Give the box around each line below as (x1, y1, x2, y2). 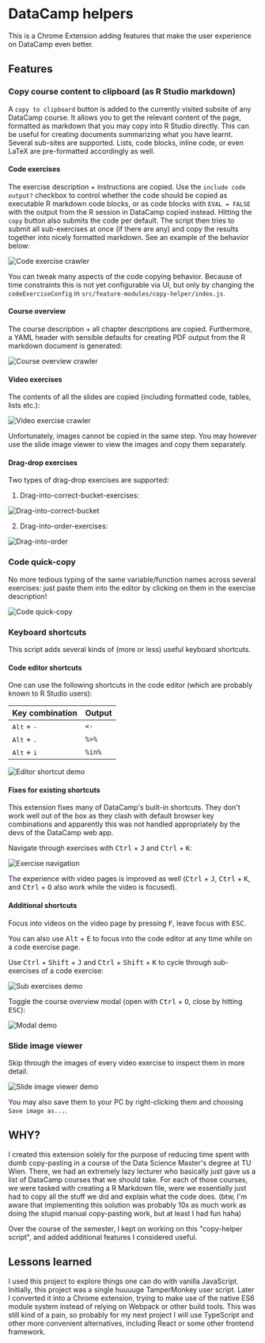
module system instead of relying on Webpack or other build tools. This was (8, 1301, 256, 1311)
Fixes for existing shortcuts (8, 785, 100, 795)
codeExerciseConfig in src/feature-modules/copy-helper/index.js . (8, 288, 225, 298)
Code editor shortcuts (8, 662, 82, 672)
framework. (8, 1326, 46, 1336)
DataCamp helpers (8, 5, 134, 23)
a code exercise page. (8, 942, 81, 952)
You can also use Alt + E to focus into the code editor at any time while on (8, 933, 252, 943)
